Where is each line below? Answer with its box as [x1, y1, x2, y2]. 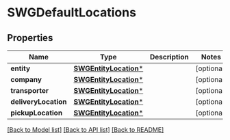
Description [149, 53, 190, 61]
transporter [10, 86, 49, 95]
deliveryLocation [10, 97, 67, 107]
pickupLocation [10, 108, 63, 117]
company [10, 75, 42, 84]
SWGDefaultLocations [7, 5, 137, 20]
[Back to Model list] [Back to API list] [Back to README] [7, 126, 164, 134]
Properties [7, 32, 53, 44]
